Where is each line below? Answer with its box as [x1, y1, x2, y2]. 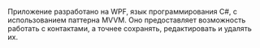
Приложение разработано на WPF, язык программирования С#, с [7, 7, 237, 16]
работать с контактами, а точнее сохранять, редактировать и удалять [7, 24, 253, 33]
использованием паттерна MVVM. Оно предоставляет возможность [7, 15, 246, 25]
